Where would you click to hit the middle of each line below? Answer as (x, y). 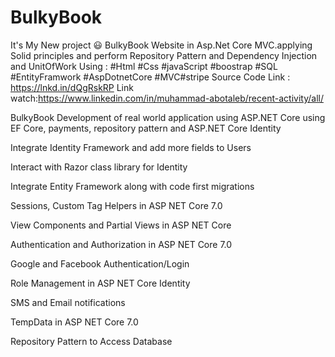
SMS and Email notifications (68, 302)
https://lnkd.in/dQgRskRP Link (72, 87)
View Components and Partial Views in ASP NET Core (121, 225)
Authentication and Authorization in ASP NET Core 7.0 (121, 244)
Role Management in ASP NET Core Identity (100, 283)
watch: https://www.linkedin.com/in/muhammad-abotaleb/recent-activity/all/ (167, 98)
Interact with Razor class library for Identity (99, 167)
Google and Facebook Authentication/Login (100, 263)
